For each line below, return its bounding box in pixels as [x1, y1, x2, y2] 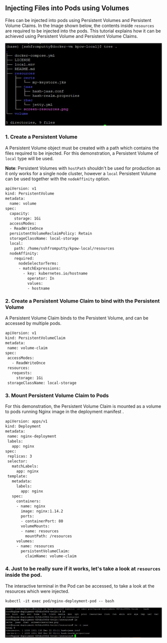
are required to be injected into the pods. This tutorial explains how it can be [5, 27, 161, 34]
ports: [20, 514, 35, 519]
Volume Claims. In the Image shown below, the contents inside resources [5, 22, 155, 28]
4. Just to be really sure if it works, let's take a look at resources [5, 565, 161, 572]
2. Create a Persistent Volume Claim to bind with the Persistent [5, 297, 160, 304]
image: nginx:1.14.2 [20, 509, 64, 514]
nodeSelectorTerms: [18, 261, 59, 266]
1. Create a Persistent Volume [5, 133, 78, 140]
